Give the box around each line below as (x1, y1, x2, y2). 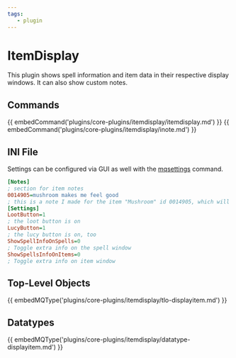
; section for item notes (7, 185, 84, 192)
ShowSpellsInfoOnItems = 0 (7, 251, 81, 258)
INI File (7, 146, 38, 158)
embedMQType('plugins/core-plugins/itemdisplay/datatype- (13, 335, 191, 344)
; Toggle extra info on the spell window (7, 244, 132, 252)
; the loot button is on (7, 218, 81, 225)
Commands (7, 99, 60, 111)
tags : (7, 10, 23, 18)
